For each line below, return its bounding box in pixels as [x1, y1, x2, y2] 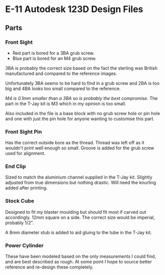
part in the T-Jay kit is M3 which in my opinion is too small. [5, 101, 126, 107]
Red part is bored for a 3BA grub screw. [12, 50, 95, 56]
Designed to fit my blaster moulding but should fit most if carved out [5, 209, 146, 215]
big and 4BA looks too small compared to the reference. [5, 85, 121, 91]
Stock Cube [5, 198, 34, 205]
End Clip [5, 163, 26, 170]
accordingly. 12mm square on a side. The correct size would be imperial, [5, 214, 155, 220]
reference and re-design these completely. [5, 264, 94, 270]
